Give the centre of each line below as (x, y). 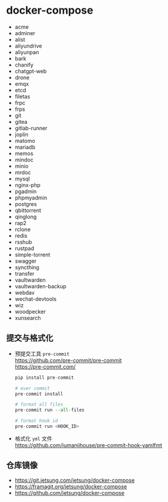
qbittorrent (28, 210)
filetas (22, 96)
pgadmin (26, 191)
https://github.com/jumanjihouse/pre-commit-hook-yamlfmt (88, 445)
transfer (24, 273)
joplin (21, 134)
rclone (23, 229)
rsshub (23, 242)
